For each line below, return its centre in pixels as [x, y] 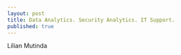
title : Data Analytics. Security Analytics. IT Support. [91, 20]
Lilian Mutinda [27, 46]
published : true [31, 26]
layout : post [26, 13]
